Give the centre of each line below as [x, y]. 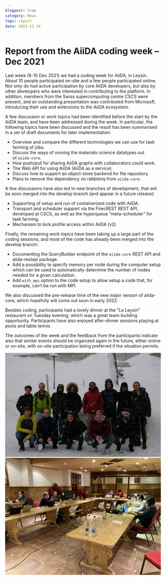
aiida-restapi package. [35, 260]
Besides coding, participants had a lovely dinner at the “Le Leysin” [73, 310]
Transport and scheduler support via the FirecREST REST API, [75, 209]
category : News [21, 16]
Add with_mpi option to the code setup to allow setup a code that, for [83, 280]
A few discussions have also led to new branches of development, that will [81, 189]
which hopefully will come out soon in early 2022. [67, 301]
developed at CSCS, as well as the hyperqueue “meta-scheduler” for [82, 214]
